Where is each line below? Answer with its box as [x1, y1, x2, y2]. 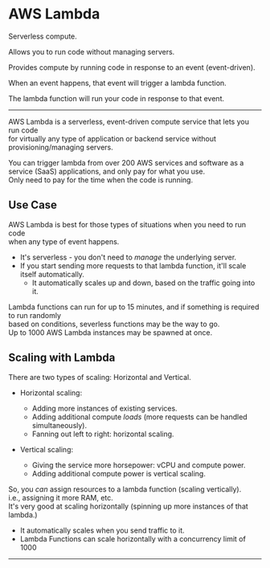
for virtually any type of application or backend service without [8, 133, 217, 143]
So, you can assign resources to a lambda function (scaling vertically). [8, 484, 242, 494]
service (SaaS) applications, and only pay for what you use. [8, 166, 206, 176]
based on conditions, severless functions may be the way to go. [8, 319, 220, 329]
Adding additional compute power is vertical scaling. [31, 468, 207, 478]
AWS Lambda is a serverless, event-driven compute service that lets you [8, 116, 249, 126]
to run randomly [8, 310, 62, 320]
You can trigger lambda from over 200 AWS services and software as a [8, 157, 244, 167]
